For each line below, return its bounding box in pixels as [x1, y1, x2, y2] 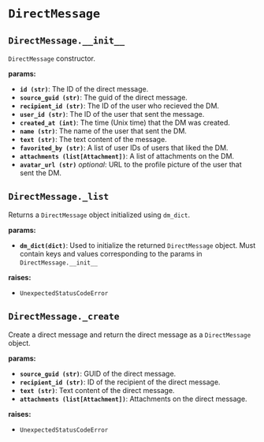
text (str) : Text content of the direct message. [19, 385, 175, 395]
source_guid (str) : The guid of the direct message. [19, 93, 188, 102]
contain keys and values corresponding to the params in [19, 249, 203, 258]
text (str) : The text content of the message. [19, 135, 167, 144]
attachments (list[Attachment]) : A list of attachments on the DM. [19, 152, 235, 160]
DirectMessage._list [8, 191, 110, 203]
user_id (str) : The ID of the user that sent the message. [19, 110, 205, 118]
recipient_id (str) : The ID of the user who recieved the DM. [19, 101, 219, 110]
